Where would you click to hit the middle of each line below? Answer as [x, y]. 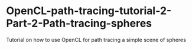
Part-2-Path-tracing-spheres [79, 23]
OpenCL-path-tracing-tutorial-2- [89, 11]
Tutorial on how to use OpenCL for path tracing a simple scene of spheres [96, 40]
